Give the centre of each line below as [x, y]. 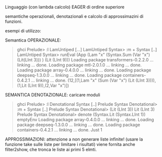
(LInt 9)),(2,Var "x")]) [48, 86]
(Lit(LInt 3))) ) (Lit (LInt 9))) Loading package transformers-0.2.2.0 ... [85, 60]
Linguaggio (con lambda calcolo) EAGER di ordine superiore [65, 7]
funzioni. [14, 21]
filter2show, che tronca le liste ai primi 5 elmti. [51, 150]
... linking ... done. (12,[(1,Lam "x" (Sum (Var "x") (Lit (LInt [88, 80]
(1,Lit [22, 86]
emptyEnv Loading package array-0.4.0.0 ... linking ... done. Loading [85, 120]
